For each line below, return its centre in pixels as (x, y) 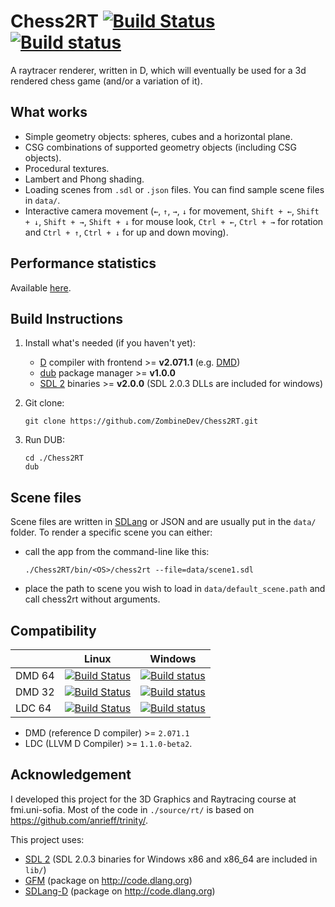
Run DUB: (45, 440)
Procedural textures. (67, 168)
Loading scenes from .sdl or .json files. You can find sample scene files (174, 189)
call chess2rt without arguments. (92, 599)
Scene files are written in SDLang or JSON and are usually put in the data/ (163, 522)
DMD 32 (35, 692)
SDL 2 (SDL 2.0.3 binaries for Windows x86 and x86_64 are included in (171, 859)
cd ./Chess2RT (54, 458)
